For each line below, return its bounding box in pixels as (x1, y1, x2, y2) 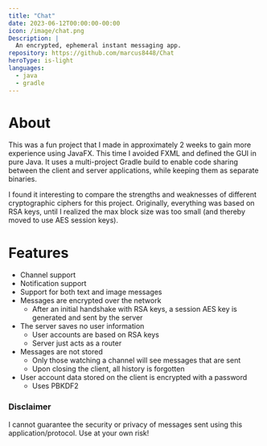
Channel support (19, 270, 76, 280)
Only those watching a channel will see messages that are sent (31, 355, 241, 366)
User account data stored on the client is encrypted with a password (19, 373, 248, 383)
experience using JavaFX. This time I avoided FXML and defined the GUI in (8, 149, 257, 158)
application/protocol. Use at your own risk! (8, 428, 150, 438)
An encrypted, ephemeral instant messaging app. (15, 42, 182, 50)
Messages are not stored (19, 347, 103, 357)
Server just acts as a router (31, 338, 122, 348)
